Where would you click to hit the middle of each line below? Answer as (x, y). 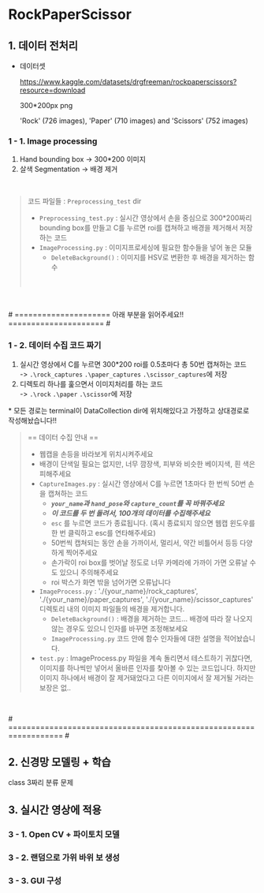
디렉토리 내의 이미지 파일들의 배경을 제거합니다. (112, 608)
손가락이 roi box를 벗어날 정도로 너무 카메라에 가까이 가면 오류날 (149, 562)
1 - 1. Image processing (53, 141)
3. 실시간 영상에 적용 (55, 810)
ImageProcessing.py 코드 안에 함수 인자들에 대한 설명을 (136, 638)
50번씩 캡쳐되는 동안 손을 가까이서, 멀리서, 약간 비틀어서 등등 (145, 543)
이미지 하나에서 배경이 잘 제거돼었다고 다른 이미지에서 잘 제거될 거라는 (147, 678)
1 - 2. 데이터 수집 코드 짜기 (55, 346)
